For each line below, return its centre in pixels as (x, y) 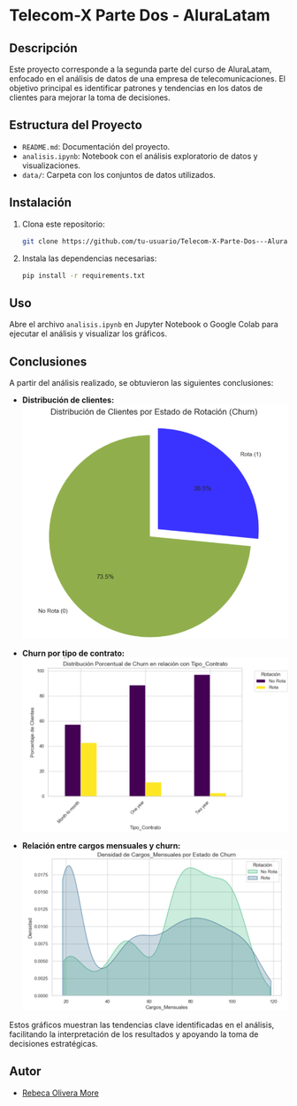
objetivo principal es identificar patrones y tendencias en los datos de (136, 88)
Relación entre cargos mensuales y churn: (101, 845)
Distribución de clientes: (68, 400)
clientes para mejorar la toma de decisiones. (90, 97)
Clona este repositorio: (63, 224)
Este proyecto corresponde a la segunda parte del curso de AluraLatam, (141, 69)
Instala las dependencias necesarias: (89, 258)
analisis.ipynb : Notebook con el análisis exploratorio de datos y (140, 156)
